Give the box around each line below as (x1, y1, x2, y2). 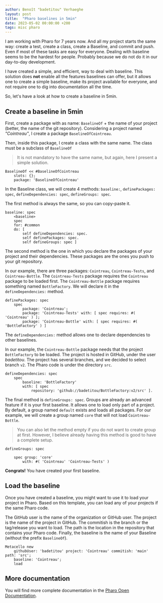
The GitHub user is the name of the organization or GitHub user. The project (5, 514, 157, 520)
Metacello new (5, 544, 34, 549)
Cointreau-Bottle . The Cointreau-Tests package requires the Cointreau (5, 273, 148, 279)
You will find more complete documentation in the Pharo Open (5, 587, 130, 593)
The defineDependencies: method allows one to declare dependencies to (5, 332, 150, 338)
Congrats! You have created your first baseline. (5, 468, 100, 473)
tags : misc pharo (5, 25, 40, 30)
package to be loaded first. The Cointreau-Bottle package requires (5, 278, 140, 284)
